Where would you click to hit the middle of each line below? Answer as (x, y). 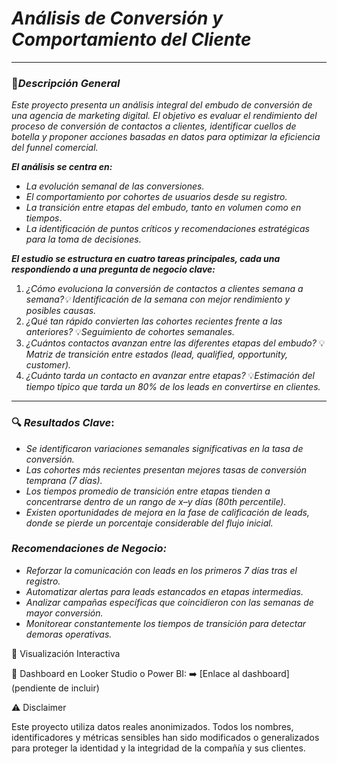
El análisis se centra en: (62, 167)
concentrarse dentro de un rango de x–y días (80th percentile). (156, 501)
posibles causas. (61, 311)
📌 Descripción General (66, 83)
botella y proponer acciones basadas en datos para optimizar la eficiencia (166, 137)
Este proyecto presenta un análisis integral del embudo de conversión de (162, 105)
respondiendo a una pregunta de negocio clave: (113, 269)
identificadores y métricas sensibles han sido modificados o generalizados (165, 737)
